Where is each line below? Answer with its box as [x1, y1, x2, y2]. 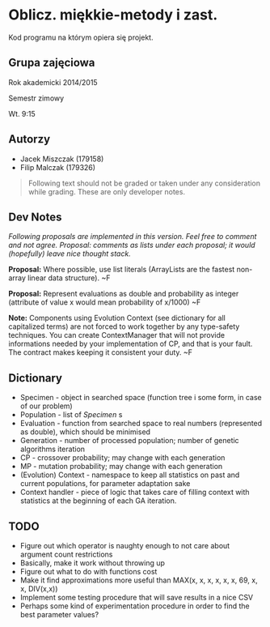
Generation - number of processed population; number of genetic [19, 436, 240, 446]
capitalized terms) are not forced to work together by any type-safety [8, 322, 240, 331]
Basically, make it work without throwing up [19, 558, 166, 568]
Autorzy [8, 132, 51, 147]
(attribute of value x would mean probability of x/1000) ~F [8, 297, 201, 307]
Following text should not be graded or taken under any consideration [27, 178, 261, 188]
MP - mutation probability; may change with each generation [19, 462, 223, 471]
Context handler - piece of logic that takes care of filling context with [19, 488, 250, 497]
